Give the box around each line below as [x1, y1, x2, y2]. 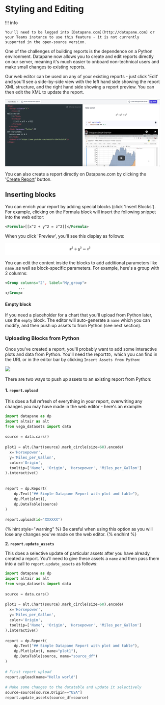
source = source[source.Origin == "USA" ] [5, 690, 82, 695]
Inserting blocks [5, 191, 56, 199]
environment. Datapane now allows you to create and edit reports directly [5, 53, 154, 59]
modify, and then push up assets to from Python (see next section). [5, 323, 141, 329]
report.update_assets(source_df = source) [5, 695, 89, 701]
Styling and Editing [5, 3, 84, 15]
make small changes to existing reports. [5, 64, 86, 70]
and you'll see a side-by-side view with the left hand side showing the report [5, 79, 160, 85]
